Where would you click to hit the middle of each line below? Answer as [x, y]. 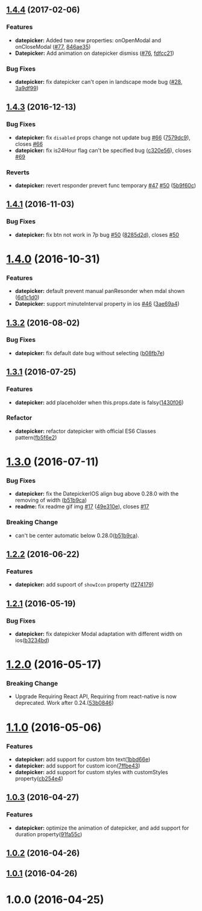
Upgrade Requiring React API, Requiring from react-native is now [96, 696]
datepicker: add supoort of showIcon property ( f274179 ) [84, 585]
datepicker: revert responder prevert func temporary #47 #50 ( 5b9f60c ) [106, 185]
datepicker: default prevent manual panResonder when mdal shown [100, 291]
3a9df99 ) [27, 88]
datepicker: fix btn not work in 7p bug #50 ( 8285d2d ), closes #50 [97, 235]
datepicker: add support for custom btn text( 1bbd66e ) [83, 759]
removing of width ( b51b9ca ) [51, 500]
